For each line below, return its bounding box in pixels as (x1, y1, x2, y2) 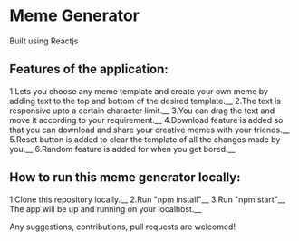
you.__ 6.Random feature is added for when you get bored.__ (9, 143, 236, 154)
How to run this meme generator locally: (9, 169, 241, 186)
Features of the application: (9, 62, 169, 77)
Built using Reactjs (9, 35, 79, 46)
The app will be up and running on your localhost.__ (9, 203, 202, 214)
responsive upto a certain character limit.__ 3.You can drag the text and (9, 105, 275, 116)
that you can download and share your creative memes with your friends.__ (9, 124, 290, 135)
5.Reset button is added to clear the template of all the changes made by (9, 133, 281, 145)
